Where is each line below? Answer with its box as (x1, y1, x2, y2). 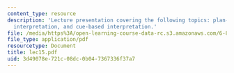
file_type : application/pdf (7, 36, 89, 43)
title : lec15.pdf (7, 49, 58, 56)
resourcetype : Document (7, 42, 77, 49)
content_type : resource (7, 10, 77, 17)
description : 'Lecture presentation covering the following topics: (7, 17, 210, 24)
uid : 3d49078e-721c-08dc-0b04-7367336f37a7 (7, 56, 136, 63)
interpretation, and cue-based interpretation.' (13, 23, 157, 30)
